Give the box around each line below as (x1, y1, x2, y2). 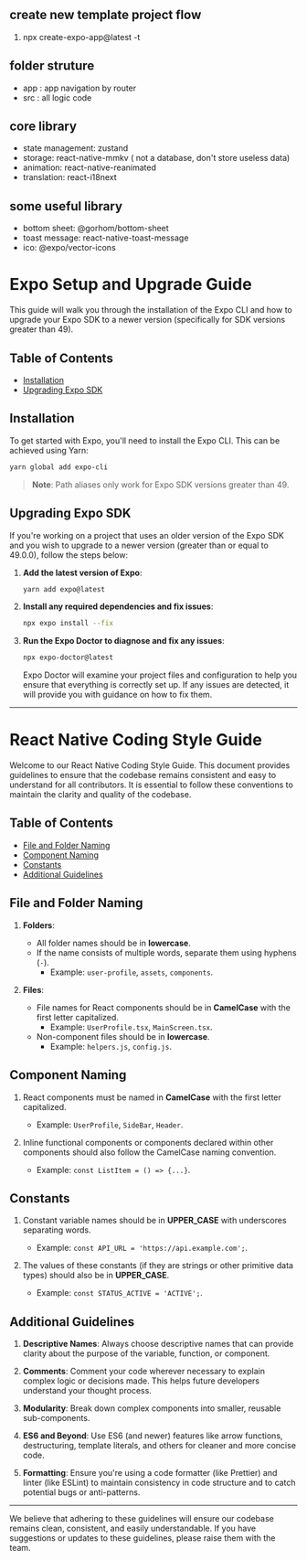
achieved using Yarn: (9, 444, 89, 455)
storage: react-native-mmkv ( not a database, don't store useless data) (22, 153, 291, 164)
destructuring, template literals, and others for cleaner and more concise (22, 1440, 297, 1451)
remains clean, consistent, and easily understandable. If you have (9, 1523, 257, 1534)
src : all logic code (22, 91, 92, 103)
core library (9, 119, 78, 134)
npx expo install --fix (22, 619, 114, 628)
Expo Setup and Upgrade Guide (9, 274, 253, 295)
